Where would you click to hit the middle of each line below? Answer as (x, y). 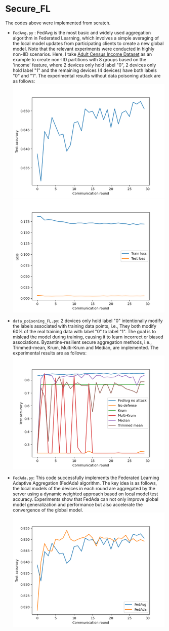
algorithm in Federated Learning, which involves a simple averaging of (86, 38)
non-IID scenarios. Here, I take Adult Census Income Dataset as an (82, 54)
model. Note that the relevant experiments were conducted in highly (83, 49)
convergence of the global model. (48, 510)
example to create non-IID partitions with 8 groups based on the (79, 59)
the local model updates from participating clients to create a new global (88, 43)
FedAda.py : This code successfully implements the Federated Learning (86, 478)
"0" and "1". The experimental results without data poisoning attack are (87, 75)
